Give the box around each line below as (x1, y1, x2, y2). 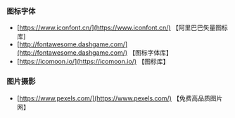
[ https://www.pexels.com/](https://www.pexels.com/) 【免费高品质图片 (16, 93, 223, 103)
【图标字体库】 (129, 48, 173, 57)
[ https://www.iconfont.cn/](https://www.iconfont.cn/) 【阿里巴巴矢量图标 (16, 23, 228, 32)
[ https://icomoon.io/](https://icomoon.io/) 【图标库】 (16, 58, 170, 66)
